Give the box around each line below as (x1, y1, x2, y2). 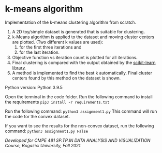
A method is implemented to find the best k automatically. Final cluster (12, 70, 152, 76)
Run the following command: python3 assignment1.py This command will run (5, 108, 157, 114)
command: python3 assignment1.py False (5, 128, 88, 134)
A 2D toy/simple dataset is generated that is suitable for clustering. (12, 29, 145, 34)
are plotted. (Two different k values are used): (12, 39, 103, 45)
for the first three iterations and (19, 44, 82, 50)
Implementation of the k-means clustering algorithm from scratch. (5, 19, 136, 25)
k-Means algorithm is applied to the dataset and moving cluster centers (12, 34, 155, 40)
